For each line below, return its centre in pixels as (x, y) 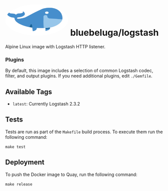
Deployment (25, 162)
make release (19, 184)
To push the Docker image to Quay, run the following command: (71, 174)
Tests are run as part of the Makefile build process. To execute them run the (84, 132)
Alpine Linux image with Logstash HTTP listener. (55, 46)
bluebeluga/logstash (115, 33)
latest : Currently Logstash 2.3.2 (46, 104)
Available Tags (29, 92)
